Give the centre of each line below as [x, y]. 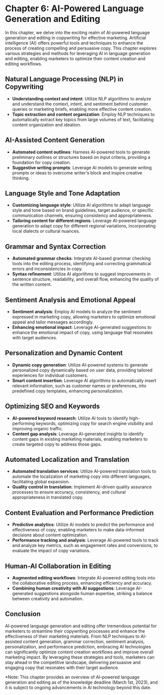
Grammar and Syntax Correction [55, 246]
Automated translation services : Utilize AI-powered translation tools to [84, 472]
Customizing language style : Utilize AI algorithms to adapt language [82, 205]
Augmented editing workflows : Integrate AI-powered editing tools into [83, 578]
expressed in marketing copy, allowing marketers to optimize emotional [84, 317]
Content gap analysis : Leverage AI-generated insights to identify [78, 434]
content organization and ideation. [47, 124]
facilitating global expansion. [41, 482]
